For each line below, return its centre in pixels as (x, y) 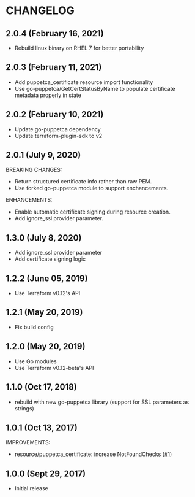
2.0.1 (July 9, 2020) (43, 155)
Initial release (31, 488)
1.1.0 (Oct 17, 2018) (41, 387)
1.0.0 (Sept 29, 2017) (46, 473)
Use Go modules (35, 361)
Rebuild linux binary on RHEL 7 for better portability (79, 48)
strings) (24, 408)
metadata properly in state (48, 95)
